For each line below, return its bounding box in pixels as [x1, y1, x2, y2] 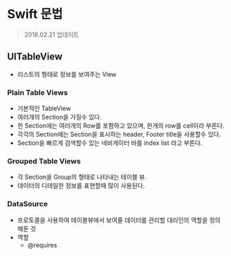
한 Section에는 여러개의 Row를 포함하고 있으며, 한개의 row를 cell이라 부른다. [17, 121, 225, 130]
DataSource [7, 199, 48, 209]
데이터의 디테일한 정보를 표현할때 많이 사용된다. [17, 181, 145, 190]
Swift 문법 [7, 6, 64, 22]
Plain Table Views [7, 88, 68, 97]
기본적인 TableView [17, 104, 71, 112]
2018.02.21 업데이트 [24, 30, 80, 39]
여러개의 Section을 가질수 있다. [17, 113, 102, 121]
